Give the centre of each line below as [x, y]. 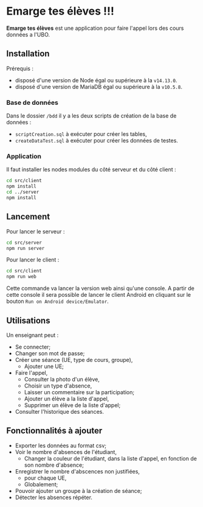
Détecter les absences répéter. [54, 497]
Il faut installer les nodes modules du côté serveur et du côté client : [91, 169]
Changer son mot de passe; [50, 353]
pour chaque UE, [45, 478]
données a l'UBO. [28, 34]
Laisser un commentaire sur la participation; [79, 392]
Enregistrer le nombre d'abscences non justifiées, [77, 471]
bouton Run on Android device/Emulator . [58, 301]
